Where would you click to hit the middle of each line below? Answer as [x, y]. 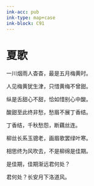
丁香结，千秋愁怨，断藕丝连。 [43, 125]
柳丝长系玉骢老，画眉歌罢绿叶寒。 [49, 138]
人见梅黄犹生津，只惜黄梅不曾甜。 [49, 87]
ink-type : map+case [31, 18]
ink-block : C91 [25, 23]
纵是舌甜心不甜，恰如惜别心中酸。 [49, 99]
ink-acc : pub [23, 12]
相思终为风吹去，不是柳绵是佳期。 [49, 151]
